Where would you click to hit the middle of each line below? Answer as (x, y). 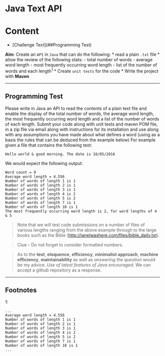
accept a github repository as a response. (59, 270)
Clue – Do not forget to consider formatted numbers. (70, 244)
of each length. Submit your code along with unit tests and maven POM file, (82, 124)
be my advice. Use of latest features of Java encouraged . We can (84, 265)
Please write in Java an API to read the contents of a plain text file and (76, 108)
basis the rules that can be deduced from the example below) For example (80, 140)
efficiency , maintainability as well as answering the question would (86, 259)
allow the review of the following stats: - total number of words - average (79, 60)
